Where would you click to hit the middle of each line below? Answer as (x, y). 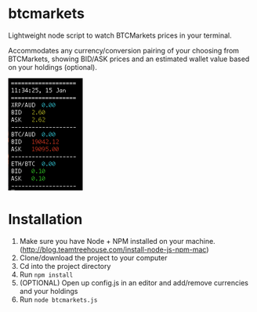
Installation (45, 219)
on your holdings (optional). (53, 67)
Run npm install (46, 274)
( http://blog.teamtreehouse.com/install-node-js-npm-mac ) (114, 249)
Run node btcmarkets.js (58, 299)
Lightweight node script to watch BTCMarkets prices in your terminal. (120, 35)
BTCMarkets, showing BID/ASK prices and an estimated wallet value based (129, 59)
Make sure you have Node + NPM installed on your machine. (117, 241)
